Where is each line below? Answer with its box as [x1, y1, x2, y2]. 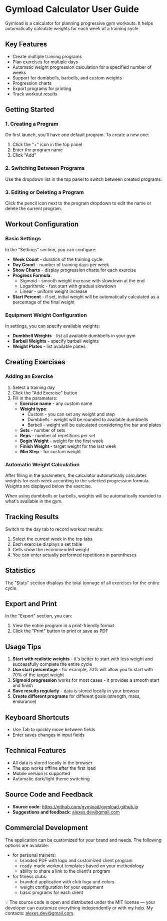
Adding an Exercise [5, 373, 53, 380]
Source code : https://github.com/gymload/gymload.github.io [12, 803, 138, 809]
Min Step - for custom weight [19, 448, 81, 454]
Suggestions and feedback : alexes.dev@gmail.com [12, 809, 120, 815]
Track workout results [12, 90, 57, 96]
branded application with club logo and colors [19, 878, 115, 885]
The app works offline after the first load [12, 765, 96, 771]
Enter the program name [12, 147, 63, 153]
